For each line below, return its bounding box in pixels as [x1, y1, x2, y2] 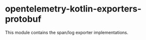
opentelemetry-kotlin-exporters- [5, 3, 142, 14]
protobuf [5, 13, 41, 25]
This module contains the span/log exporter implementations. [5, 29, 128, 35]
